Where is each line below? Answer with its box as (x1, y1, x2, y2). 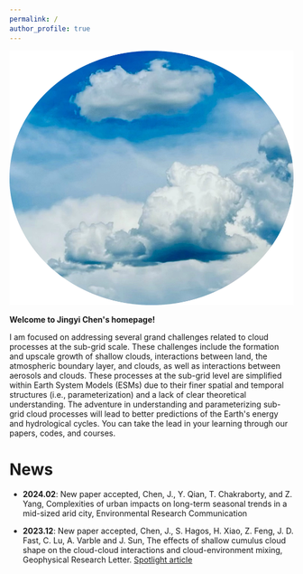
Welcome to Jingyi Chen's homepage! (9, 314, 156, 325)
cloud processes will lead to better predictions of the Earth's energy (25, 408, 279, 419)
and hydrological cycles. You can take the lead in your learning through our (9, 418, 289, 428)
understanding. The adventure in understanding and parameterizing (9, 399, 262, 409)
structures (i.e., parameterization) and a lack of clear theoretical (9, 389, 246, 400)
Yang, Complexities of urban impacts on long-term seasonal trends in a (22, 498, 288, 510)
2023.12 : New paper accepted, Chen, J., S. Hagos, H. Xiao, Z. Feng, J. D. (22, 525, 294, 537)
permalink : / (9, 14, 59, 24)
